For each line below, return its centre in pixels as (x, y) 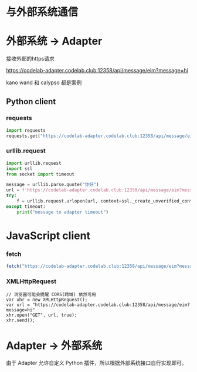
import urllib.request (34, 163)
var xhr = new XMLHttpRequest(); (47, 300)
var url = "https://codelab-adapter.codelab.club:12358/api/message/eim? (98, 305)
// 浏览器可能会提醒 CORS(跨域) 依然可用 (51, 295)
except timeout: (26, 207)
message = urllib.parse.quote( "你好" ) (52, 185)
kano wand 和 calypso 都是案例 (44, 82)
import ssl (19, 168)
